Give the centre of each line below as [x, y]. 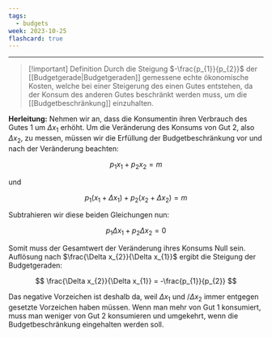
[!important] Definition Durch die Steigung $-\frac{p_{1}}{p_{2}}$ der [142, 69]
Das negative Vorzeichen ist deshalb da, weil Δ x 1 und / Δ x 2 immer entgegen [134, 298]
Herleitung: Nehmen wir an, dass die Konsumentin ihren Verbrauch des [128, 119]
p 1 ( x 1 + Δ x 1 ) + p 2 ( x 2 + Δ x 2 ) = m [136, 198]
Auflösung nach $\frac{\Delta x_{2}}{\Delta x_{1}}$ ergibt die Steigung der [132, 257]
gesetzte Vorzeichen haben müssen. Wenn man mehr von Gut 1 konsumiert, [135, 307]
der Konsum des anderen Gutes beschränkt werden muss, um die [138, 95]
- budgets [32, 23]
